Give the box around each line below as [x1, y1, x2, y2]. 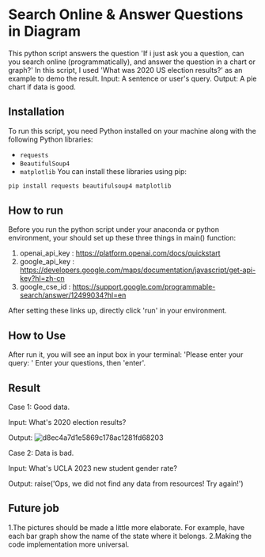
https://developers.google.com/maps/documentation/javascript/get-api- [19, 265, 256, 275]
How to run [8, 204, 64, 218]
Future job [8, 502, 59, 515]
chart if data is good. [8, 81, 77, 92]
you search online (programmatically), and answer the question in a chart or [8, 57, 256, 66]
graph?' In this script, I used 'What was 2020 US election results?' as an [8, 65, 243, 74]
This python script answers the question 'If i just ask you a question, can [8, 48, 244, 58]
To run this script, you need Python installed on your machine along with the [8, 126, 257, 135]
